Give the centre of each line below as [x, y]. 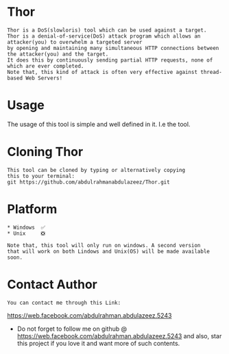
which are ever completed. [46, 66]
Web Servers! [44, 78]
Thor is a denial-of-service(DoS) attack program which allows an [104, 36]
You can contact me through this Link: [64, 303]
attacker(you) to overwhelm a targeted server [75, 42]
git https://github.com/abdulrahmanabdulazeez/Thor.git [88, 182]
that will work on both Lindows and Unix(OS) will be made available [109, 251]
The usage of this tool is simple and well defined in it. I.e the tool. [99, 124]
